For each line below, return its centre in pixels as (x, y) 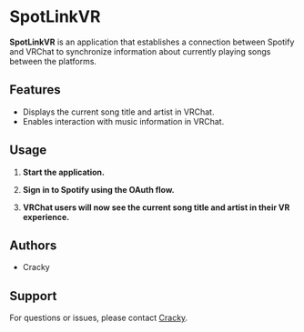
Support (33, 296)
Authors (33, 245)
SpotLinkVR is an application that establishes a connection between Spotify (152, 42)
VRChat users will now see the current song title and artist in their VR (156, 207)
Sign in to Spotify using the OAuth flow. (98, 189)
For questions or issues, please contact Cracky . (99, 318)
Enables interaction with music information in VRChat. (123, 121)
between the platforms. (53, 61)
